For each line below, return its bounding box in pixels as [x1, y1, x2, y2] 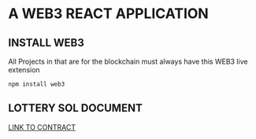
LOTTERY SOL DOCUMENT [8, 101, 143, 115]
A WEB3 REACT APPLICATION [8, 5, 209, 23]
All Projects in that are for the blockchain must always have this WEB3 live [8, 57, 248, 66]
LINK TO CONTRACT [8, 123, 76, 132]
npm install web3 [8, 80, 65, 88]
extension [8, 65, 41, 75]
